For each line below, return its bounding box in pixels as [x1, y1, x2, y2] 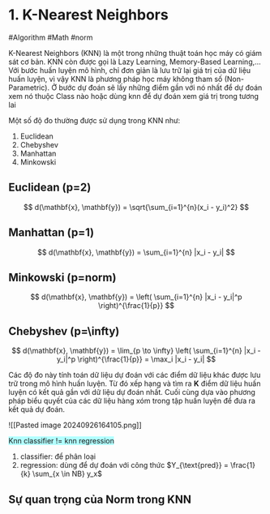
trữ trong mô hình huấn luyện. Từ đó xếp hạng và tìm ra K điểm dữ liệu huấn [8, 379, 261, 388]
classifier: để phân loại [19, 452, 96, 461]
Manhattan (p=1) [8, 225, 95, 240]
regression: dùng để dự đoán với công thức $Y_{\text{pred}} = [19, 460, 229, 470]
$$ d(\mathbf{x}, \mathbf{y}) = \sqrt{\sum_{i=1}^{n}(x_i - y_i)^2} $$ [23, 202, 250, 212]
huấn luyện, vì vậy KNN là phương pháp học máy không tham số [8, 74, 223, 84]
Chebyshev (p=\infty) [8, 324, 120, 338]
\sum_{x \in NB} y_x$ [32, 469, 103, 479]
